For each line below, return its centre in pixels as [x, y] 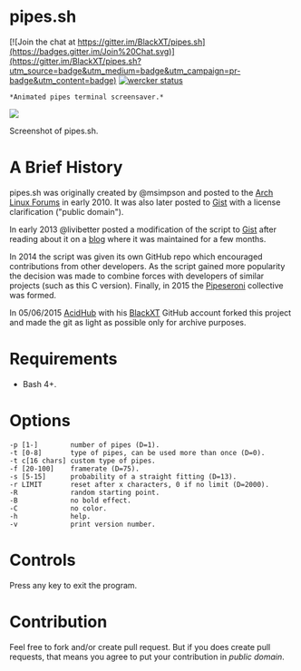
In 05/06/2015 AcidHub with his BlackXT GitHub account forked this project [150, 312]
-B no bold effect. [70, 501]
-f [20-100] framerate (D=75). [75, 469]
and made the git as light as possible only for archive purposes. [128, 322]
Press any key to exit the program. [73, 585]
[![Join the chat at [43, 42]
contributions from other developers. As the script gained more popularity [147, 266]
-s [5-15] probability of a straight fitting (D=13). [123, 477]
